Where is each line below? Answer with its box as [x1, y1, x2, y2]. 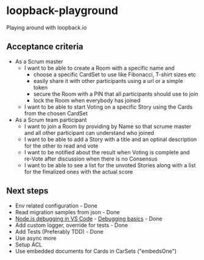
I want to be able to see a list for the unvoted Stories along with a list [24, 161, 196, 168]
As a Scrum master [15, 57, 63, 65]
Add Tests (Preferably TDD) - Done [15, 228, 104, 235]
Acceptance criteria [6, 42, 83, 52]
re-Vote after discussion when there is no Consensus [24, 155, 158, 162]
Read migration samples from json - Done [15, 208, 120, 215]
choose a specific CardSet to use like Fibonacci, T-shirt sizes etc [33, 71, 196, 78]
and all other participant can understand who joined [24, 129, 154, 136]
